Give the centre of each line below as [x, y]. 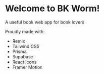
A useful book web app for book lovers [45, 22]
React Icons [25, 62]
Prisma [20, 51]
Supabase [23, 56]
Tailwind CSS [26, 46]
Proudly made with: [25, 31]
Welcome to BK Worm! [52, 9]
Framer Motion [27, 67]
